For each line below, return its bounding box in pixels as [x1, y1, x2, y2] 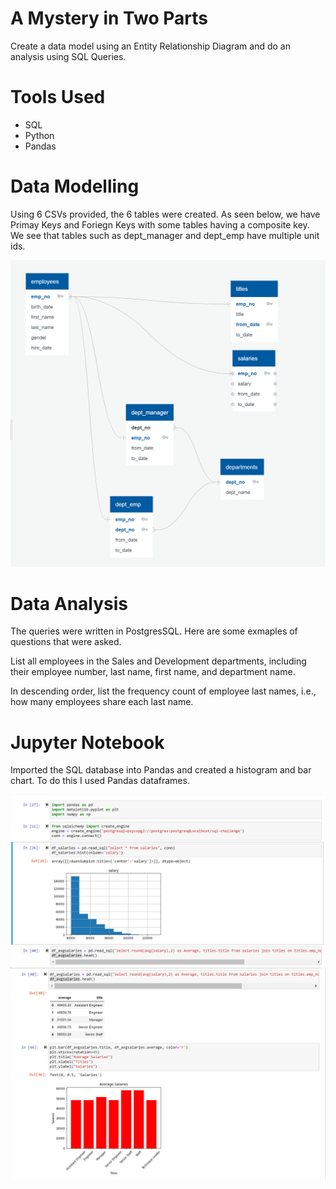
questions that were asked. [10, 636, 122, 648]
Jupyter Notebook [10, 731, 165, 754]
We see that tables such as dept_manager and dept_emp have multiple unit [10, 229, 320, 241]
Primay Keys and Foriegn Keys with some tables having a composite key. [10, 218, 310, 231]
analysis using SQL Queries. [10, 50, 127, 62]
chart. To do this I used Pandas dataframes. [10, 775, 190, 787]
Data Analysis [10, 592, 129, 615]
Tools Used [10, 86, 106, 109]
